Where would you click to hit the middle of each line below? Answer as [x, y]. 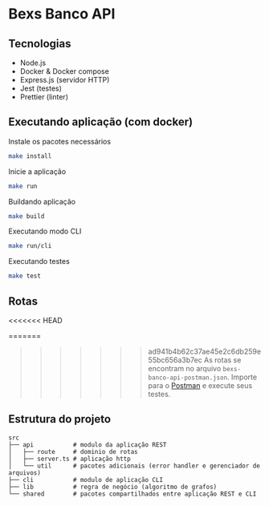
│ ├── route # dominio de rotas [73, 451]
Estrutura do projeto [59, 419]
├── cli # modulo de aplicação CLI [86, 480]
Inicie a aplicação [37, 171]
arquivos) [25, 473]
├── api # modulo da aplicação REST [88, 445]
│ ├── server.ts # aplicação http [69, 459]
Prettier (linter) [44, 97]
